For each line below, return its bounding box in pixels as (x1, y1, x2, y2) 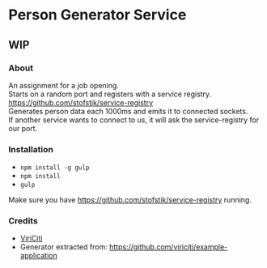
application (19, 251, 58, 261)
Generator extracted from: (19, 242, 108, 252)
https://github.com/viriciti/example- (108, 242, 228, 252)
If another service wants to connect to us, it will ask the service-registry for (8, 115, 260, 125)
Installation (8, 143, 54, 155)
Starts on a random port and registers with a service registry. (8, 89, 212, 99)
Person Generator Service (8, 6, 187, 24)
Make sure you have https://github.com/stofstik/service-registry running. (8, 195, 252, 205)
